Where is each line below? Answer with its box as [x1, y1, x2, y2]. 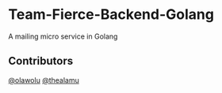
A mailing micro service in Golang [8, 32, 118, 41]
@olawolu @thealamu [8, 75, 79, 84]
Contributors [8, 54, 74, 68]
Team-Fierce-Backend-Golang [8, 6, 214, 24]
